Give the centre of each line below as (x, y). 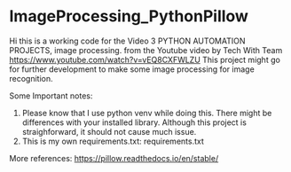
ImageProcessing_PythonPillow (129, 16)
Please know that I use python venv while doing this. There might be (147, 113)
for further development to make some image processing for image (132, 69)
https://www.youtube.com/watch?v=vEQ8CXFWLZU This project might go (145, 59)
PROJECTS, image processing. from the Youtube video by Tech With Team (146, 50)
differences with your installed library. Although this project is (134, 122)
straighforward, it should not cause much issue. (109, 131)
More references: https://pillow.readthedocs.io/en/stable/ (114, 158)
